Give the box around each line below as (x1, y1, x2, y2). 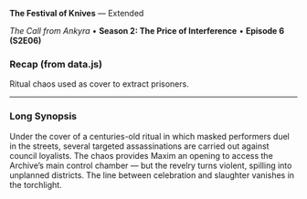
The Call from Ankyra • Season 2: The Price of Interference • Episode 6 (9, 26, 285, 36)
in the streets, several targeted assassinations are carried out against (9, 141, 270, 152)
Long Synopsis (9, 110, 78, 122)
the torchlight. (9, 179, 62, 190)
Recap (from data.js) (9, 58, 103, 70)
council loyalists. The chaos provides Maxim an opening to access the (9, 150, 274, 161)
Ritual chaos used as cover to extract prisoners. (9, 79, 189, 89)
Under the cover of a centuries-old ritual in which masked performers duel (9, 131, 291, 141)
